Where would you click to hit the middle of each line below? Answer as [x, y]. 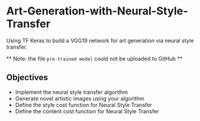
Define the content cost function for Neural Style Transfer [87, 111]
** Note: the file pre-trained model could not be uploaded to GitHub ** [95, 58]
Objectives [27, 77]
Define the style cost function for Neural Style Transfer [84, 105]
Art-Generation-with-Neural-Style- [97, 11]
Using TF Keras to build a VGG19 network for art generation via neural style [100, 40]
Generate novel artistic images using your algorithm [79, 98]
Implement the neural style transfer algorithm [72, 92]
